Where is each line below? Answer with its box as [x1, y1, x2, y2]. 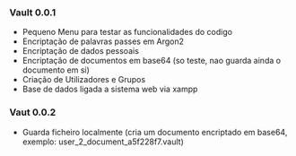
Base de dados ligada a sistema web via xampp [22, 83, 198, 95]
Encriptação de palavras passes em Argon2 [22, 36, 184, 47]
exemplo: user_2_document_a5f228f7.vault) [22, 136, 184, 147]
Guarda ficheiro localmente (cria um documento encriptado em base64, [22, 126, 288, 137]
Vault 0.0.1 [9, 6, 57, 19]
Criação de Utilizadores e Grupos [22, 74, 146, 85]
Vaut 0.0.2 [9, 106, 57, 118]
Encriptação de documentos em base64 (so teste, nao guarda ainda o [22, 56, 281, 66]
